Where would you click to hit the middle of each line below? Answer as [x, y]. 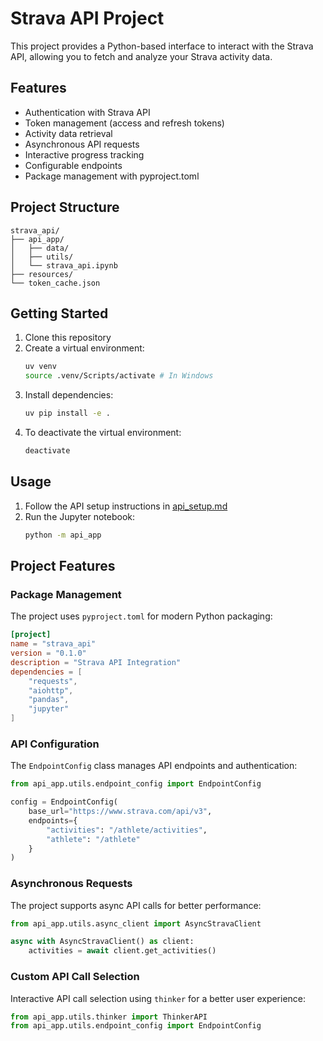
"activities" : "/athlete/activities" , [127, 830]
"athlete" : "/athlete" [93, 839]
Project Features [63, 565]
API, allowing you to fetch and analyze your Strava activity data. [141, 56]
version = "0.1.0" [48, 653]
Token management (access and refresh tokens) [124, 123]
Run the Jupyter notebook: [80, 516]
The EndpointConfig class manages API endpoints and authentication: [154, 766]
